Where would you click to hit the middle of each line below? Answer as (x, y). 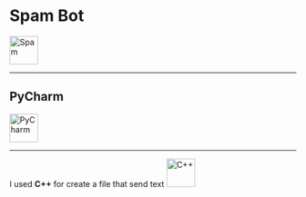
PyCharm (36, 97)
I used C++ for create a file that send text (87, 183)
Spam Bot (47, 16)
